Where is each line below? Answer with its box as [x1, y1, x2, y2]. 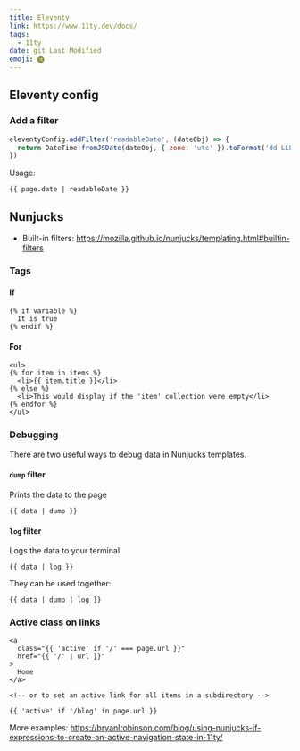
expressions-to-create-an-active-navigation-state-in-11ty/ [9, 732, 223, 743]
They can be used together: [9, 578, 112, 589]
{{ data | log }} [9, 562, 74, 572]
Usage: [9, 167, 36, 179]
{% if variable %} [9, 307, 78, 316]
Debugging [9, 428, 59, 441]
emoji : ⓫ [9, 55, 45, 63]
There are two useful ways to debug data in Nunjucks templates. [9, 449, 247, 460]
